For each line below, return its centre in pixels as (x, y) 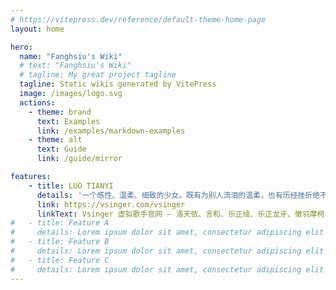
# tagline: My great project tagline (98, 75)
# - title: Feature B (60, 242)
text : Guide (61, 149)
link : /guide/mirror (79, 159)
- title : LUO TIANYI (71, 186)
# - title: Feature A (60, 223)
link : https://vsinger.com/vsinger (111, 204)
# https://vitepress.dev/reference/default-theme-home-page (138, 19)
